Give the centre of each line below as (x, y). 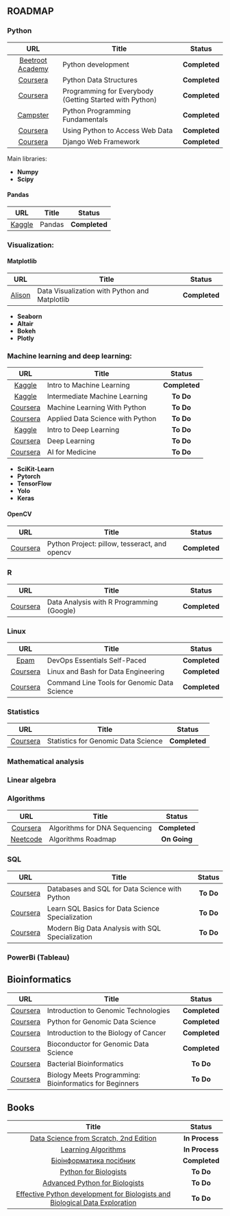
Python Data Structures (100, 80)
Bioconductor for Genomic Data (98, 1044)
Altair (25, 324)
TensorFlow (34, 484)
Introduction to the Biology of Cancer (106, 1033)
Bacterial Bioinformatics (86, 1064)
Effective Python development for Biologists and (93, 1194)
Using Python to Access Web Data (118, 130)
